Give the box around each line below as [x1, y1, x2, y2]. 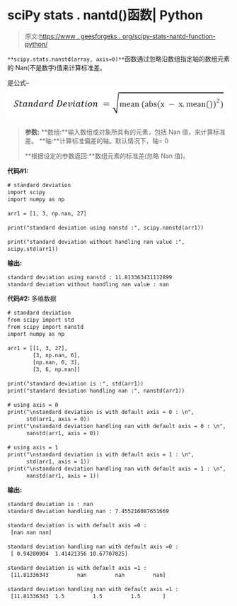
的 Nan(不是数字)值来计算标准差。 [7, 63, 106, 72]
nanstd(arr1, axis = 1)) [25, 472, 100, 479]
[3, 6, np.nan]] [33, 366, 81, 373]
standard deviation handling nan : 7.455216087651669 [7, 507, 170, 515]
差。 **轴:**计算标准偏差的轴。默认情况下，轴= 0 [24, 136, 168, 145]
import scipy [7, 189, 46, 196]
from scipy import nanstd [7, 323, 83, 330]
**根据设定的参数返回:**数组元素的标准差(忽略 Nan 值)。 [24, 151, 190, 160]
